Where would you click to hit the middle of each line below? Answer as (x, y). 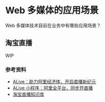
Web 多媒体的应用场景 (52, 10)
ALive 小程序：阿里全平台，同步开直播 (53, 88)
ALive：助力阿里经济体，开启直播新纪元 (54, 82)
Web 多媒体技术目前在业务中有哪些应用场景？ (53, 25)
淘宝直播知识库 (28, 94)
